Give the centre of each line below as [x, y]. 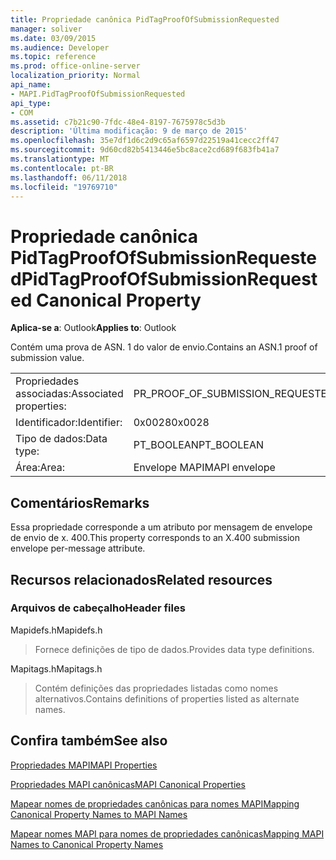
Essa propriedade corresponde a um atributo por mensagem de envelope [161, 527]
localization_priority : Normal [75, 76]
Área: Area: [40, 468]
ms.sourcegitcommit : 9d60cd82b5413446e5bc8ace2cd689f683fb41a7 [145, 150]
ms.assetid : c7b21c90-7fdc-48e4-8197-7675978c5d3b [118, 122]
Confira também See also [89, 741]
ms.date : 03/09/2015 [53, 38]
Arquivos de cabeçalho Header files [98, 608]
